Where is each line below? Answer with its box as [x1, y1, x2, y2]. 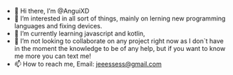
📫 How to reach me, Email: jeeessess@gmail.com [14, 60, 162, 68]
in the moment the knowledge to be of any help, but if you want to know [14, 45, 226, 52]
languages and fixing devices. [14, 22, 103, 30]
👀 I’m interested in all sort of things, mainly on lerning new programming [14, 14, 226, 23]
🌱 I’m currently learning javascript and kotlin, [14, 29, 145, 37]
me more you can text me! [14, 52, 91, 60]
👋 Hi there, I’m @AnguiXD [14, 7, 90, 15]
